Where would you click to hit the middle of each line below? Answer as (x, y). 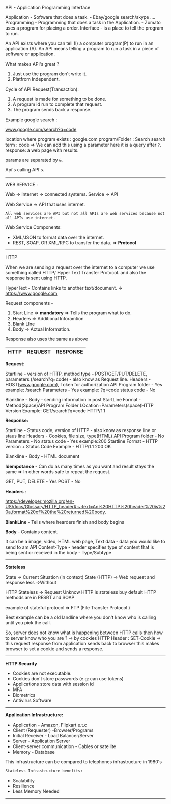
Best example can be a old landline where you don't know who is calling (81, 617)
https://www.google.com (31, 293)
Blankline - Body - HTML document (42, 456)
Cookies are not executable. (42, 673)
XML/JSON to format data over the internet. (58, 237)
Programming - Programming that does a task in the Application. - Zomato (83, 23)
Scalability (23, 780)
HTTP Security (21, 663)
